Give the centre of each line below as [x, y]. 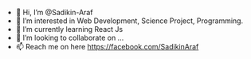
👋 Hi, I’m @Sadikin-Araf [54, 12]
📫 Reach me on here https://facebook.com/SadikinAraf [107, 47]
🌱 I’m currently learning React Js [69, 29]
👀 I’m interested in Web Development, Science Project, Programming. [129, 21]
